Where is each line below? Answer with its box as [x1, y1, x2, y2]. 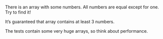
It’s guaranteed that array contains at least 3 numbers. [5, 19, 115, 24]
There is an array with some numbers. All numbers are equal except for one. [5, 4, 159, 10]
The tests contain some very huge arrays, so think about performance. [5, 28, 148, 34]
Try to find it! [5, 9, 31, 15]
